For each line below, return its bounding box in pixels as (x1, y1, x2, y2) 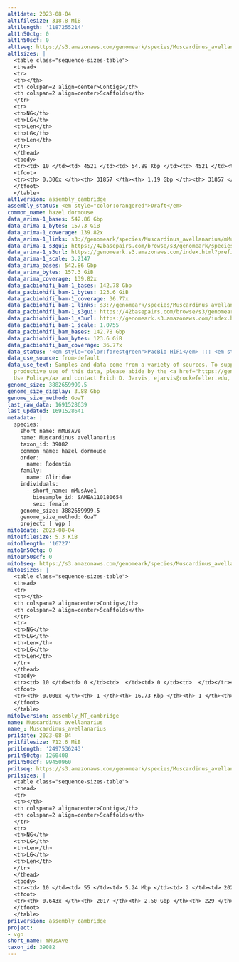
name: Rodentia (26, 461, 72, 468)
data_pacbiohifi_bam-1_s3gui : (7, 308, 97, 315)
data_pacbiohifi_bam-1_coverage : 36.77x (7, 295, 129, 303)
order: (20, 454, 40, 461)
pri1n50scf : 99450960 (7, 758, 72, 765)
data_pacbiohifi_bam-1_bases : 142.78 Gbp (7, 282, 132, 289)
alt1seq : (7, 43, 33, 51)
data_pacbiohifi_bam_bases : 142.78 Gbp (7, 328, 126, 335)
